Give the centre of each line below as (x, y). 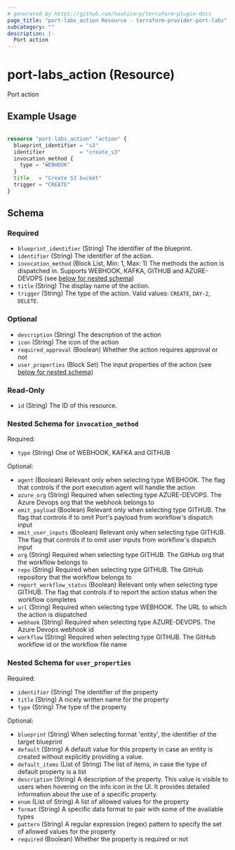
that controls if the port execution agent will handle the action (106, 487)
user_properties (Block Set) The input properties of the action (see (114, 364)
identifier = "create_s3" (67, 152)
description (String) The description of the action (89, 335)
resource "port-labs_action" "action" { (67, 139)
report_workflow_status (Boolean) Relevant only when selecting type (117, 585)
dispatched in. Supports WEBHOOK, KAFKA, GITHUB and (100, 271)
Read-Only (26, 390)
